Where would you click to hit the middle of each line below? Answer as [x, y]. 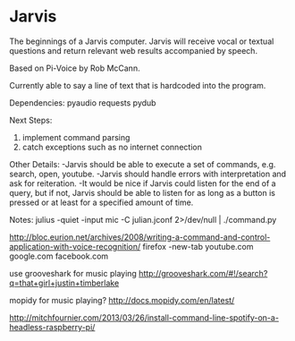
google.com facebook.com [59, 256]
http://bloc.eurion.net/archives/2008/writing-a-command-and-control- [140, 237]
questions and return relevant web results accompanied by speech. [133, 50]
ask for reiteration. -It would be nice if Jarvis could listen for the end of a [143, 183]
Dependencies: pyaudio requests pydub [83, 102]
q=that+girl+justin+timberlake [64, 283]
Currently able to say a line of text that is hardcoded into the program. [138, 85]
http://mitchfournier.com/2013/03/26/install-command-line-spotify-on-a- [144, 317]
